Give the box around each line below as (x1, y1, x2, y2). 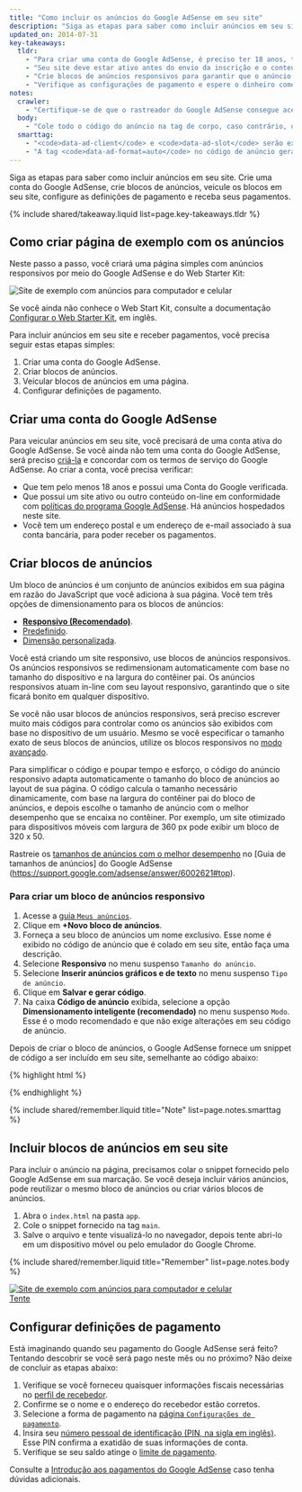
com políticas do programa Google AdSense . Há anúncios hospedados (22, 501, 286, 511)
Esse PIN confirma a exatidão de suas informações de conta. (22, 1437, 249, 1448)
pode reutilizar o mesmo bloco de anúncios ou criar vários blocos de (9, 1183, 264, 1194)
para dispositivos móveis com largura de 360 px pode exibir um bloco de (9, 821, 280, 833)
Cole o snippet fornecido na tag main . (22, 1220, 161, 1231)
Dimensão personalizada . (22, 636, 117, 647)
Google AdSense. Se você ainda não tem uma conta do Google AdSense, (9, 445, 280, 456)
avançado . (9, 746, 49, 757)
